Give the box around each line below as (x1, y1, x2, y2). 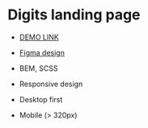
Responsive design (19, 79, 83, 89)
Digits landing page (7, 6, 141, 24)
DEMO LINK (19, 32, 60, 42)
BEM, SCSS (19, 63, 58, 73)
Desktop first (19, 94, 63, 104)
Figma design (19, 47, 66, 57)
